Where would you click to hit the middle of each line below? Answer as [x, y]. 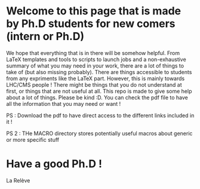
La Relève [18, 180]
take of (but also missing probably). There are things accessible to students [99, 72]
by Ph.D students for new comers [91, 24]
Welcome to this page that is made [93, 11]
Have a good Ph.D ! [54, 164]
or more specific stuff [33, 139]
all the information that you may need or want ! [64, 103]
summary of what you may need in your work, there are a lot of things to [95, 65]
